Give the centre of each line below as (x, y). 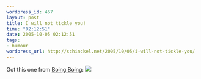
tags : (13, 40)
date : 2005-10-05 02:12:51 (41, 35)
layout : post (23, 18)
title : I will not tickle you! (46, 23)
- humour (17, 46)
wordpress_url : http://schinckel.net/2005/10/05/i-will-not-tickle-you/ (101, 52)
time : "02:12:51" (28, 29)
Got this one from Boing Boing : (45, 69)
